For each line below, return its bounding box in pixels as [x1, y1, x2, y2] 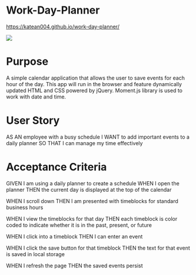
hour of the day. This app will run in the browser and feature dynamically [6, 80, 182, 87]
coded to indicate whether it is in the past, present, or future [6, 221, 152, 228]
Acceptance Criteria [6, 161, 107, 173]
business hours [6, 204, 44, 211]
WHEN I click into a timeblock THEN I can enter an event [6, 233, 143, 240]
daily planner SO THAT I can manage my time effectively [6, 139, 143, 146]
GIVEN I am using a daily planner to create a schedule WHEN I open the [6, 179, 180, 186]
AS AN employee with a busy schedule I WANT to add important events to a [6, 133, 190, 140]
